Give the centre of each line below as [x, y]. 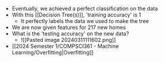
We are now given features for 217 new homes [69, 27]
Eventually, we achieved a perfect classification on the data [85, 9]
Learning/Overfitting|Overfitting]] [52, 52]
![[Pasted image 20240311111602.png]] [68, 40]
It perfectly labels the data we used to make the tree [85, 21]
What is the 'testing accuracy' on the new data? [70, 34]
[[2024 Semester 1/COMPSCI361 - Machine [65, 46]
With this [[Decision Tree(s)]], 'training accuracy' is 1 [76, 15]
